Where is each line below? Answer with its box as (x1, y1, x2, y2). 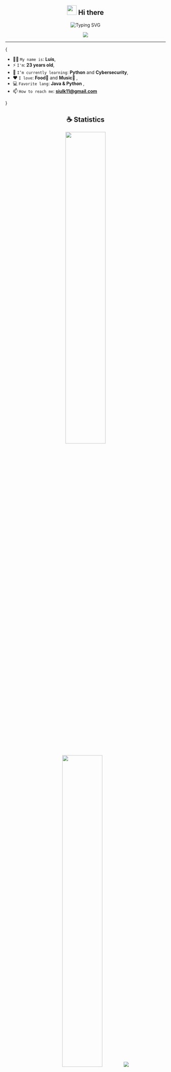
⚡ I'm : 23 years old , (12, 62, 55, 68)
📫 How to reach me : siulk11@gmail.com (12, 88, 98, 94)
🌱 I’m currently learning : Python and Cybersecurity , (12, 69, 129, 75)
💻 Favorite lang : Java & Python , (12, 80, 85, 86)
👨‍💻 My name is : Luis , (12, 56, 56, 62)
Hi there (78, 8, 104, 17)
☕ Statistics (66, 116, 105, 124)
